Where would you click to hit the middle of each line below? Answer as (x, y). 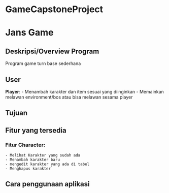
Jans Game (29, 33)
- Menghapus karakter (28, 169)
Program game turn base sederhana (43, 63)
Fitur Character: (25, 145)
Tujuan (16, 113)
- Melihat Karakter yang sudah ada (43, 155)
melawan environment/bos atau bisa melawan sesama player (69, 97)
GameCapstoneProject (54, 9)
